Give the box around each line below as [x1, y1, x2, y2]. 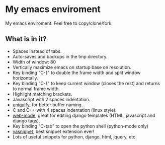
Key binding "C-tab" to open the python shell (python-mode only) [12, 123, 149, 129]
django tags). [12, 117, 40, 124]
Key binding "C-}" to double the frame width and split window [12, 69, 141, 76]
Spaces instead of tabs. [12, 48, 62, 54]
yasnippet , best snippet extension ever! [12, 128, 95, 134]
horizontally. [12, 75, 39, 81]
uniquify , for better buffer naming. [12, 102, 83, 108]
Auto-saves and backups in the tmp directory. [12, 53, 108, 59]
